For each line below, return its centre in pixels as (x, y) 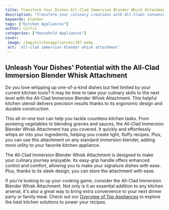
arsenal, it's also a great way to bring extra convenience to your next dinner (83, 191)
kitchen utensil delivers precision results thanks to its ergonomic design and (84, 103)
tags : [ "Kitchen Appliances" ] (37, 24)
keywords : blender (24, 19)
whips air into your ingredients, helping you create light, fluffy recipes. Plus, (83, 135)
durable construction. (27, 109)
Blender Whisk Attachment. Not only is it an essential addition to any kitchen (84, 186)
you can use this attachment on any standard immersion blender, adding (80, 140)
